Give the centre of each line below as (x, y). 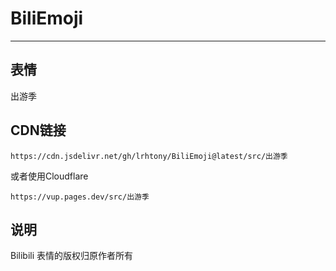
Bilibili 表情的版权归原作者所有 (72, 256)
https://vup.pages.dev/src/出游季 (80, 197)
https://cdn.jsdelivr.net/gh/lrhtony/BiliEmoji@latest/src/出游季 (149, 156)
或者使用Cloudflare (49, 176)
